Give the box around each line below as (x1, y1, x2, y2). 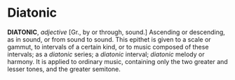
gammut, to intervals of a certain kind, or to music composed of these (7, 42, 209, 51)
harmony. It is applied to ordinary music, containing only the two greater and (7, 57, 228, 65)
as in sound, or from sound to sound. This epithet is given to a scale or (7, 35, 212, 43)
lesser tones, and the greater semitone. (7, 65, 121, 73)
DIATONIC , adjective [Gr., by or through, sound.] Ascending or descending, (7, 28, 226, 36)
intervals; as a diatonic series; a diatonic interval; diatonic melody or (7, 50, 205, 58)
